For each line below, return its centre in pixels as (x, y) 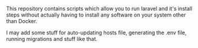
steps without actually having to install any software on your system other (96, 15)
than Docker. (22, 21)
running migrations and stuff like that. (52, 39)
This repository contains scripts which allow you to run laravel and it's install (99, 9)
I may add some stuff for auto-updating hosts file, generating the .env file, (96, 33)
